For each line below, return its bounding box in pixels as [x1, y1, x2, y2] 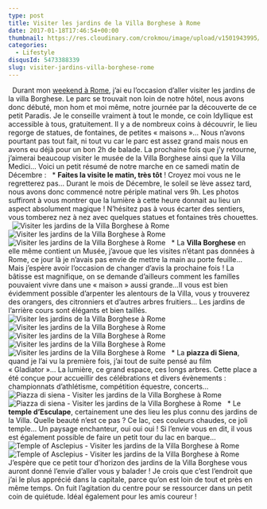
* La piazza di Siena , [171, 347, 240, 357]
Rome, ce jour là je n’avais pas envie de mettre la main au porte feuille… [8, 254, 243, 264]
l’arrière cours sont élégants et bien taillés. [8, 305, 148, 315]
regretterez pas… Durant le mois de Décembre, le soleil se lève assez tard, [8, 178, 252, 188]
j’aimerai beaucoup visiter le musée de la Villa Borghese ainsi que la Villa [8, 153, 246, 162]
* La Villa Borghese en [171, 237, 246, 247]
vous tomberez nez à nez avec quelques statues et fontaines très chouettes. [8, 212, 258, 221]
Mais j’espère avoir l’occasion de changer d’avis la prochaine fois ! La [8, 263, 234, 272]
